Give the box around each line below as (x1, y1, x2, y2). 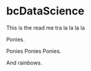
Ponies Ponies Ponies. (6, 47, 61, 55)
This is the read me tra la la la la (6, 24, 86, 31)
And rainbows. (6, 59, 42, 66)
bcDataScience (6, 4, 84, 18)
